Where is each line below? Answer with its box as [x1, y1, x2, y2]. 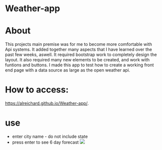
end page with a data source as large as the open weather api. [5, 67, 130, 73]
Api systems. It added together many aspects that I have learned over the [5, 47, 152, 53]
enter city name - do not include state [12, 133, 88, 139]
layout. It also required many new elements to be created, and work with [5, 57, 150, 63]
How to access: [5, 84, 69, 95]
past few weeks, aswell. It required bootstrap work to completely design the [5, 52, 157, 57]
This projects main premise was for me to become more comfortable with [5, 41, 152, 47]
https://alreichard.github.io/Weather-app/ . [5, 100, 89, 106]
